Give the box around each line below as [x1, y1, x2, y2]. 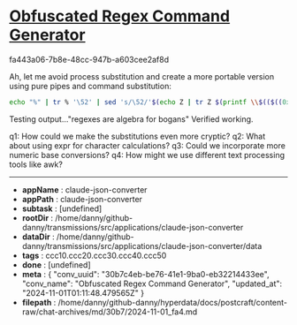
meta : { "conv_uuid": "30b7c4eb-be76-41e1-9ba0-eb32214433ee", [21, 268, 270, 279]
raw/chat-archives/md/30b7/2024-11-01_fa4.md [21, 306, 198, 317]
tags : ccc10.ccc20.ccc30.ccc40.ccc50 [21, 250, 167, 261]
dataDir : [21, 231, 55, 242]
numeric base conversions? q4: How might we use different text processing [9, 149, 286, 160]
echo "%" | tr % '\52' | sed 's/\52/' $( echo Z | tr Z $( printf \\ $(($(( [9, 97, 283, 107]
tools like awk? [9, 159, 64, 170]
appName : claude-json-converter [21, 184, 148, 195]
